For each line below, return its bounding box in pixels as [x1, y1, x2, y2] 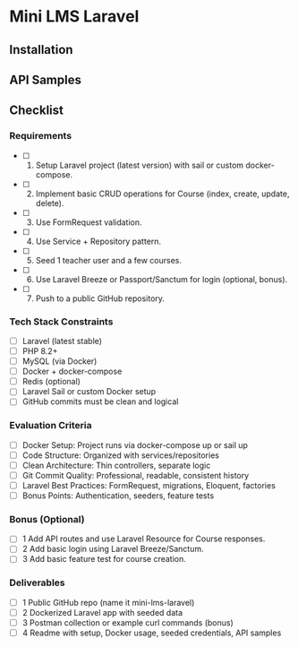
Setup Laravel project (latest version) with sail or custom [35, 160, 244, 170]
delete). [35, 197, 64, 208]
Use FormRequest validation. [35, 217, 142, 228]
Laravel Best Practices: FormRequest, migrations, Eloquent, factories [21, 479, 276, 490]
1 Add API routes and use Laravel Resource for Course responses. [21, 533, 266, 544]
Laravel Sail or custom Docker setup [21, 386, 157, 397]
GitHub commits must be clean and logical [21, 396, 179, 407]
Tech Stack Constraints [9, 315, 114, 328]
